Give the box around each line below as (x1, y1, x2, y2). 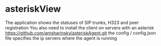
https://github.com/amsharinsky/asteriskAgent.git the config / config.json (5, 30, 156, 36)
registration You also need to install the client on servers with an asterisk (5, 24, 155, 30)
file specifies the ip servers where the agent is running (5, 35, 117, 41)
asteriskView (5, 3, 61, 15)
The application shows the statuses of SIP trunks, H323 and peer (5, 20, 139, 25)
